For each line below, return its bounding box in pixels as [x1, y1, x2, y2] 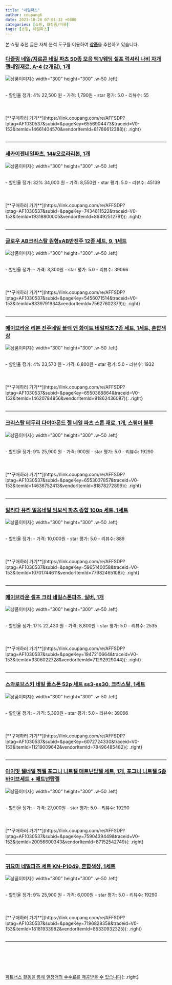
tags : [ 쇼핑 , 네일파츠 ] [5, 27, 50, 32]
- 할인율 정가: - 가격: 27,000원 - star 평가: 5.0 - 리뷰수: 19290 [5, 805, 130, 811]
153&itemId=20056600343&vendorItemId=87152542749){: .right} [5, 839, 144, 845]
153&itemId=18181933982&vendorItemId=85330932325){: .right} [5, 926, 142, 932]
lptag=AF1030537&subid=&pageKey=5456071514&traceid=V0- [5, 295, 138, 301]
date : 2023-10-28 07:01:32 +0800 [5, 17, 77, 22]
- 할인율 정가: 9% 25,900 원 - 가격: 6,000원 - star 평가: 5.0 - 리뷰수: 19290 [5, 892, 158, 898]
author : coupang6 [5, 12, 42, 17]
